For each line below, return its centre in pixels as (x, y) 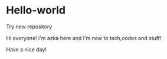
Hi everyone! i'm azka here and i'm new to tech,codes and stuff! (84, 38)
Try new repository (29, 27)
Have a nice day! (27, 49)
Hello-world (36, 10)
